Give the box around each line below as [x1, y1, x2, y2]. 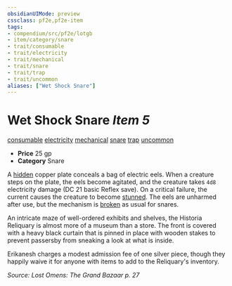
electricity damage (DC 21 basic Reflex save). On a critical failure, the [7, 186, 207, 194]
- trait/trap [7, 69, 46, 76]
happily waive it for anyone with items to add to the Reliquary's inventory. [7, 257, 220, 266]
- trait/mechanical [7, 56, 65, 63]
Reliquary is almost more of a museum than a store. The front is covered [7, 221, 217, 230]
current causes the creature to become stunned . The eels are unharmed [7, 193, 217, 201]
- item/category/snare [7, 37, 74, 44]
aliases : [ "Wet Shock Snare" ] [7, 82, 96, 89]
